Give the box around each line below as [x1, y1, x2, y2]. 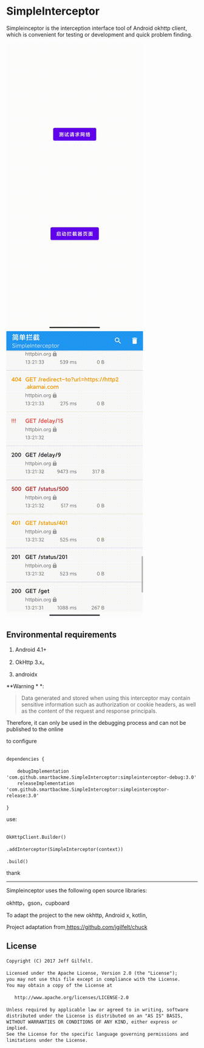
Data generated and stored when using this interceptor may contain [21, 694, 191, 702]
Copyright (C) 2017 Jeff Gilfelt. [6, 958, 94, 964]
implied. [6, 1025, 29, 1031]
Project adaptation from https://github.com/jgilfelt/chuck [6, 923, 148, 930]
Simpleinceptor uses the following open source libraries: [6, 886, 148, 894]
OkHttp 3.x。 [15, 658, 48, 666]
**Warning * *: [6, 682, 44, 690]
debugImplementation [17, 768, 69, 774]
